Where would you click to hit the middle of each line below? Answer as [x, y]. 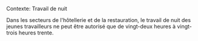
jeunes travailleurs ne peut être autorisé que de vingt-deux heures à [91, 26]
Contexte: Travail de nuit [37, 9]
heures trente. [36, 33]
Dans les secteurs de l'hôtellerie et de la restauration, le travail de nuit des [99, 20]
